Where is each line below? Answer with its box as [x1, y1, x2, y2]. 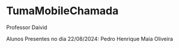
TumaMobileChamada [6, 4, 119, 18]
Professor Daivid [6, 24, 47, 31]
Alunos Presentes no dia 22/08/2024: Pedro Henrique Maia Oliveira [6, 35, 173, 42]
